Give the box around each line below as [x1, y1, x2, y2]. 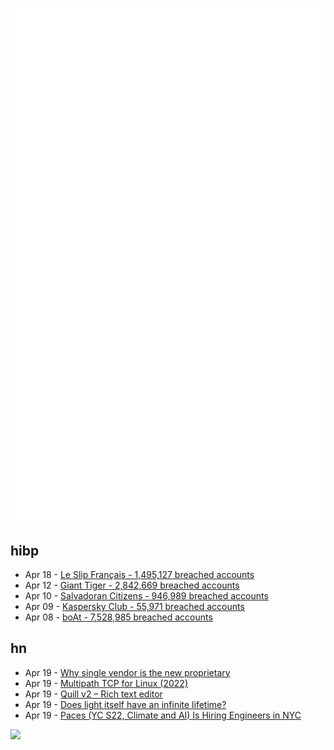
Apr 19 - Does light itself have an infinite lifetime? [24, 698, 227, 710]
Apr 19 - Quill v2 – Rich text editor [24, 688, 163, 700]
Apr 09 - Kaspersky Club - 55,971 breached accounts [24, 600, 245, 612]
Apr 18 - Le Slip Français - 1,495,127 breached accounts [24, 568, 255, 580]
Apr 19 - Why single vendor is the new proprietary [24, 666, 231, 678]
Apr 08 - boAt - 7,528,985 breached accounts [24, 611, 213, 623]
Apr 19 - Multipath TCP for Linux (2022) [24, 677, 188, 689]
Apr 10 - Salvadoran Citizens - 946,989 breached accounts [24, 589, 269, 602]
